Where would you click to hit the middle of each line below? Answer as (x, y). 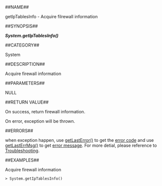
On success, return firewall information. (45, 112)
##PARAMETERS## (25, 83)
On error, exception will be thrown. (40, 121)
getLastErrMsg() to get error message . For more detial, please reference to (81, 145)
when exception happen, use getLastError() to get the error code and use (80, 140)
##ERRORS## (19, 131)
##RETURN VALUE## (27, 102)
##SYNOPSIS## (21, 26)
